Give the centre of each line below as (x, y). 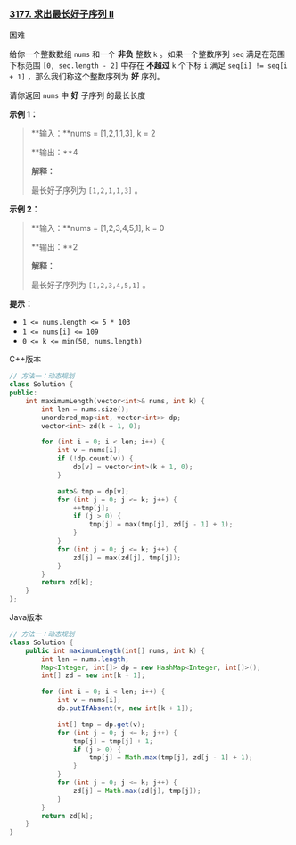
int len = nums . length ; (85, 659)
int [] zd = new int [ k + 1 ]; (93, 675)
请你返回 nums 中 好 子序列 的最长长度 (78, 95)
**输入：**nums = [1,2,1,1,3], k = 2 (93, 133)
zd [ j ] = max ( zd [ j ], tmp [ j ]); (127, 558)
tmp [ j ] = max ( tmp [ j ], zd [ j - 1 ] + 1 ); (161, 525)
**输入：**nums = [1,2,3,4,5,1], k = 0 (98, 228)
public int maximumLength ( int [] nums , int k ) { (115, 650)
